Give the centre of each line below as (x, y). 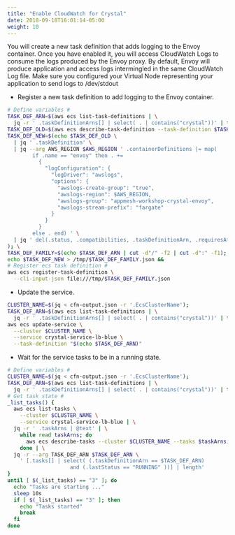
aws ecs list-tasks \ (45, 409)
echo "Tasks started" (51, 506)
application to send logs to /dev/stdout (63, 84)
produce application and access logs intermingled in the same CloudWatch (115, 69)
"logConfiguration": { (78, 168)
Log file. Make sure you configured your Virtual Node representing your (110, 76)
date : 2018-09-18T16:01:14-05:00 (56, 20)
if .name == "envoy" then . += (78, 155)
